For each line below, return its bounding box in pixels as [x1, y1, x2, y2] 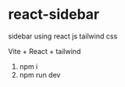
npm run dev [19, 70, 61, 79]
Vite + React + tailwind [8, 46, 81, 56]
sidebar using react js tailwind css [8, 31, 118, 41]
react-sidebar [8, 5, 100, 24]
